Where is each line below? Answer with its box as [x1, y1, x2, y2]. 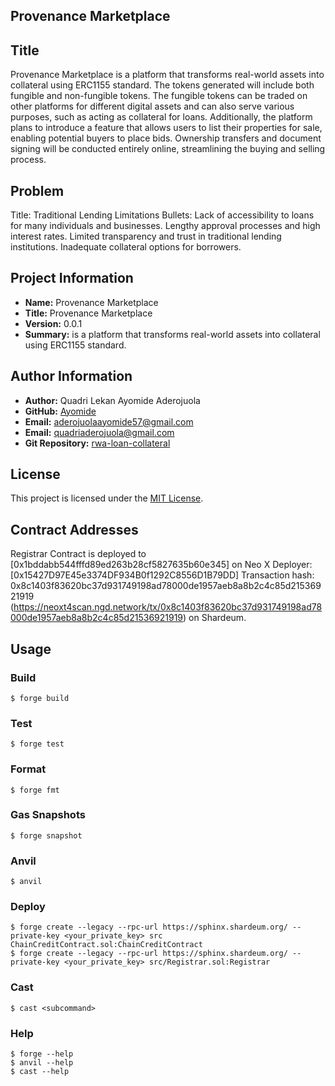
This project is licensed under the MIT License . [10, 492, 204, 504]
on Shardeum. [188, 612, 247, 624]
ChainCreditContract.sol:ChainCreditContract [10, 940, 203, 950]
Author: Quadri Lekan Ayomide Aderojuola [24, 394, 201, 406]
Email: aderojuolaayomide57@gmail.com [24, 415, 194, 428]
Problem [10, 182, 65, 199]
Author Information [10, 368, 133, 385]
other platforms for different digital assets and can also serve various [10, 100, 295, 113]
